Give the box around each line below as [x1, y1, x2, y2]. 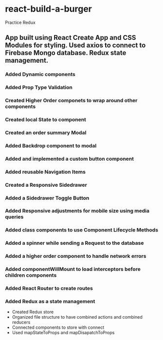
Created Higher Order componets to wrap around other [5, 97, 138, 104]
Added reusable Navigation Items [5, 168, 86, 175]
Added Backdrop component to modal [5, 142, 97, 149]
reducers [12, 320, 31, 325]
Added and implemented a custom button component [5, 155, 134, 162]
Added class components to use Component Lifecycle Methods [5, 227, 159, 233]
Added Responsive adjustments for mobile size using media [5, 208, 150, 215]
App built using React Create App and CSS [5, 34, 136, 42]
